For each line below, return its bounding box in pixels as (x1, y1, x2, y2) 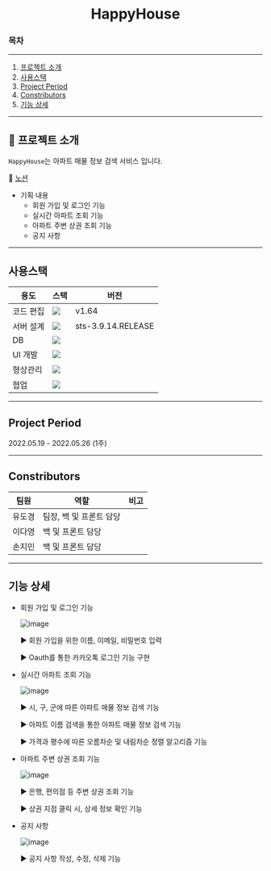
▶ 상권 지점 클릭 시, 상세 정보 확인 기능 (19, 803, 143, 813)
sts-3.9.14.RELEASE (75, 320, 155, 331)
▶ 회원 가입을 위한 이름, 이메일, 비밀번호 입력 (19, 635, 163, 645)
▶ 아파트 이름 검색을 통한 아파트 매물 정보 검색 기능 (19, 719, 181, 729)
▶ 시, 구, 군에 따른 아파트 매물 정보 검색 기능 (19, 702, 160, 712)
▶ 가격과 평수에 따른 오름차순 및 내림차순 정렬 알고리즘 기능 (19, 736, 208, 746)
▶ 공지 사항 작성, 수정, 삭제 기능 (19, 853, 121, 863)
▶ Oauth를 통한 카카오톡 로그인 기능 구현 (19, 652, 151, 662)
